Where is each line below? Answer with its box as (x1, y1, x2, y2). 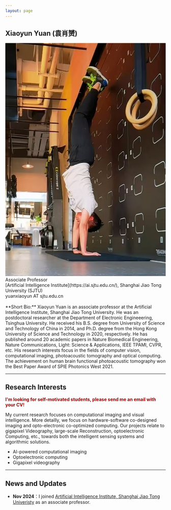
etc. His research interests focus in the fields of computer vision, (5, 347, 141, 353)
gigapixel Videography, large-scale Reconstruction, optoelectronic (5, 428, 145, 434)
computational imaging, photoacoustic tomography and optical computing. (5, 352, 162, 358)
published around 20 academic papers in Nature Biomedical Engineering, (5, 336, 159, 342)
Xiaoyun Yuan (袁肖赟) (5, 29, 78, 38)
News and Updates (5, 479, 67, 488)
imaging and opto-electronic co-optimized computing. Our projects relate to (5, 423, 164, 429)
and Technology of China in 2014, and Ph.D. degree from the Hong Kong (5, 325, 157, 331)
